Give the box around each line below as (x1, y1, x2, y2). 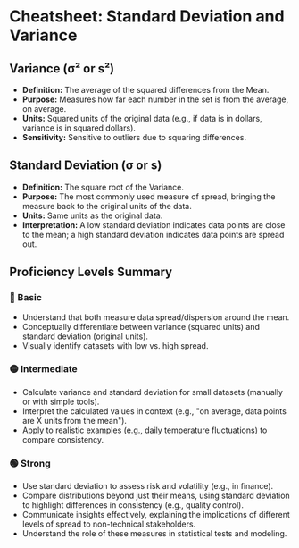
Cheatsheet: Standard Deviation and (9, 6, 285, 27)
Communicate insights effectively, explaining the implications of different (21, 510, 290, 520)
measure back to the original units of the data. (21, 200, 192, 211)
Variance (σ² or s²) (9, 61, 115, 76)
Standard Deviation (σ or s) (9, 158, 162, 173)
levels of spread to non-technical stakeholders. (21, 518, 196, 529)
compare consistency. (21, 434, 104, 444)
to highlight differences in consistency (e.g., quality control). (21, 500, 244, 510)
